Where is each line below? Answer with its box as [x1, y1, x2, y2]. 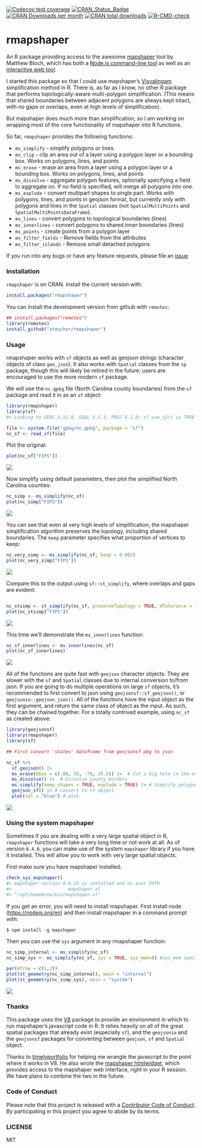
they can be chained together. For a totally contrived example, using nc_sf [6, 709, 190, 716]
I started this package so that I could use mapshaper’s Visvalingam [6, 77, 172, 84]
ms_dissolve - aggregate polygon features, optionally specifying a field [14, 176, 191, 184]
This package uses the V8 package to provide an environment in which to [6, 1016, 189, 1023]
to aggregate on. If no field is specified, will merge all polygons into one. [14, 182, 194, 190]
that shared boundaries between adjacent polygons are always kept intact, [6, 96, 191, 104]
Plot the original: [6, 441, 47, 448]
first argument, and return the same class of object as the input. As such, [6, 702, 188, 710]
